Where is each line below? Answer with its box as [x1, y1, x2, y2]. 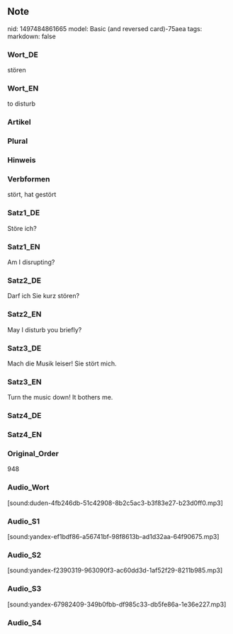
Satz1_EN [7, 242, 40, 251]
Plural [7, 136, 28, 146]
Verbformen [7, 174, 51, 184]
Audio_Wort [7, 482, 50, 492]
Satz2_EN [7, 310, 42, 319]
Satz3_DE [7, 343, 42, 353]
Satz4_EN [7, 430, 42, 440]
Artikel [7, 117, 31, 127]
